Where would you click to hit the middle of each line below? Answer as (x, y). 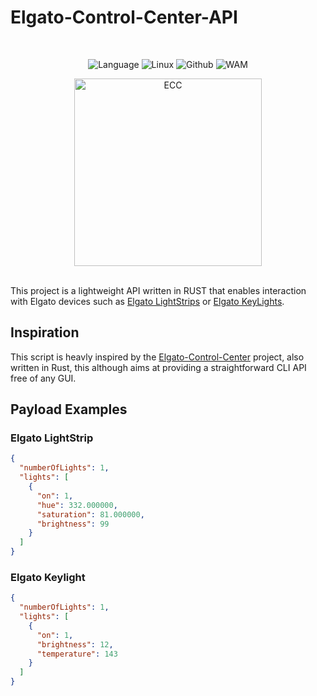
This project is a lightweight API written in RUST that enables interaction (158, 290)
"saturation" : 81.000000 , (90, 514)
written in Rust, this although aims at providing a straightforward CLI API (158, 367)
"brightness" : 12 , (75, 644)
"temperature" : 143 (77, 654)
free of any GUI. (43, 378)
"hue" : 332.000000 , (77, 505)
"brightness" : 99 (73, 524)
